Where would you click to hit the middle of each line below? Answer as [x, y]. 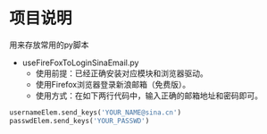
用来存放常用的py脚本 [49, 45]
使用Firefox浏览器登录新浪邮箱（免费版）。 [113, 84]
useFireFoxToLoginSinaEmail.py [80, 63]
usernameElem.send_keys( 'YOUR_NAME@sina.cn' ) [95, 113]
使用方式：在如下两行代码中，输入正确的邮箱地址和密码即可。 [149, 96]
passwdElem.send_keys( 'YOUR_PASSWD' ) [79, 121]
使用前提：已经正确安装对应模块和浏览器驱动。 [121, 73]
